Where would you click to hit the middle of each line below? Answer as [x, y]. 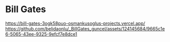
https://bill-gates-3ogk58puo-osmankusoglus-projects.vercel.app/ [75, 23]
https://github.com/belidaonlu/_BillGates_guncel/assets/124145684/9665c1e [85, 28]
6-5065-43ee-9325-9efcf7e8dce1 [41, 34]
